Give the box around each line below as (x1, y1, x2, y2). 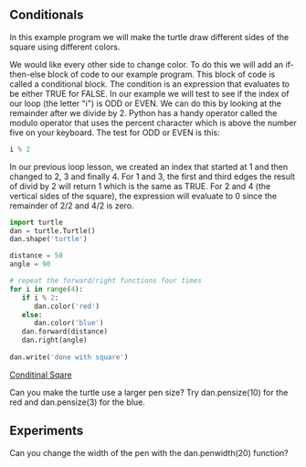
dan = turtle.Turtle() (9, 226, 96, 236)
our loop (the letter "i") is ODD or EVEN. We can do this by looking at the (9, 98, 281, 109)
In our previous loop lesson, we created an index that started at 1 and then (9, 161, 289, 172)
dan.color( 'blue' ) (33, 319, 104, 328)
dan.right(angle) (21, 335, 89, 345)
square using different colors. (9, 41, 121, 52)
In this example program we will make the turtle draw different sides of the (9, 31, 290, 42)
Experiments (9, 423, 84, 439)
